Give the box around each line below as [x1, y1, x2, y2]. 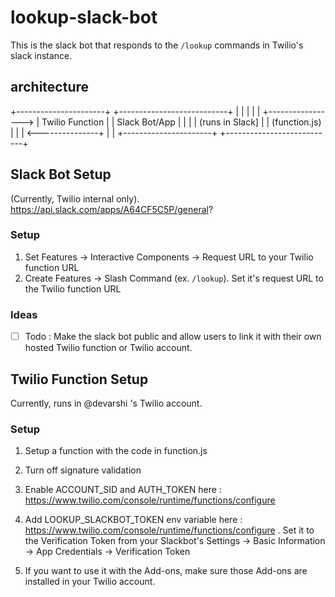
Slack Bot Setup [10, 166, 112, 183]
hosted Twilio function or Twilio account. [24, 342, 193, 354]
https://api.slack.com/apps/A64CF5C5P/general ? [10, 203, 214, 215]
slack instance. [10, 49, 73, 61]
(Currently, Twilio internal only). [10, 192, 140, 205]
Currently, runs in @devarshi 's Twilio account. [10, 397, 203, 410]
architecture [10, 79, 90, 96]
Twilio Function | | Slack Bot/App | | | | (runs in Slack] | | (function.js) [41, 116, 322, 128]
